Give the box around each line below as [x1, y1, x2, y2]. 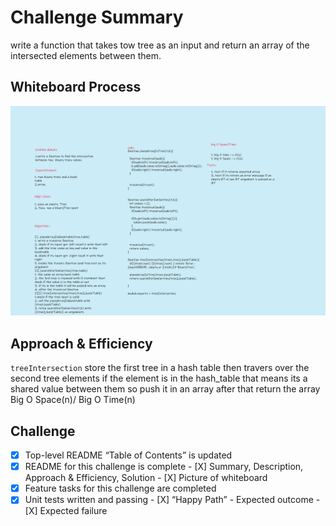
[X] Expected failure [24, 505, 108, 517]
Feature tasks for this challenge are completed [24, 482, 217, 495]
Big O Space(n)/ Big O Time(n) [10, 394, 136, 406]
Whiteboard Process [10, 79, 142, 96]
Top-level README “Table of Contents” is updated [24, 449, 233, 461]
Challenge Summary [10, 6, 184, 29]
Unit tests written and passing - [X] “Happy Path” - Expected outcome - [24, 494, 321, 506]
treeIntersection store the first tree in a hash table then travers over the [10, 362, 310, 374]
